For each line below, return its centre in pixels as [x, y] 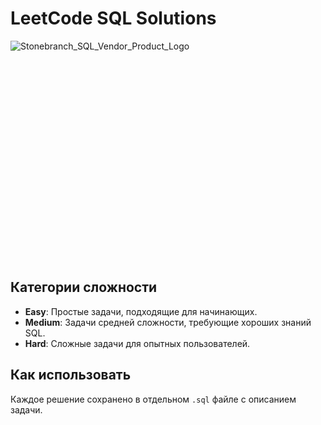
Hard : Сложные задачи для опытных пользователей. [137, 343]
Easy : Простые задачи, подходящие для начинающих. [141, 311]
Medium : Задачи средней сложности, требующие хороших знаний [168, 322]
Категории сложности [84, 287]
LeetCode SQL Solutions [113, 18]
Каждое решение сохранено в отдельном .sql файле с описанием [153, 399]
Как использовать [71, 375]
